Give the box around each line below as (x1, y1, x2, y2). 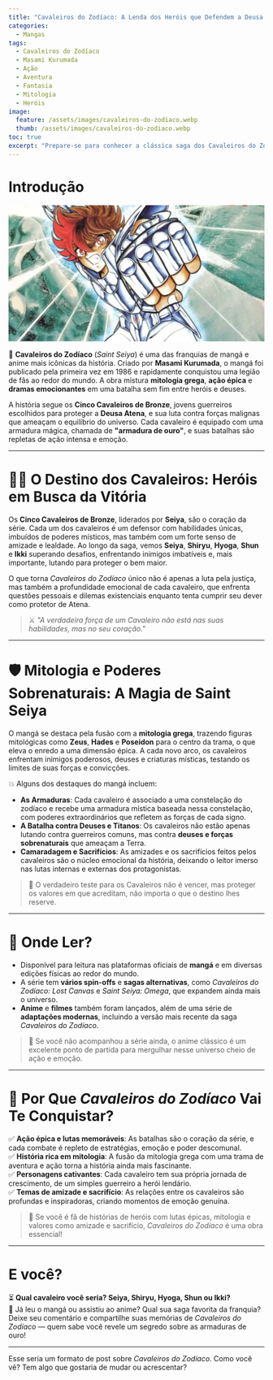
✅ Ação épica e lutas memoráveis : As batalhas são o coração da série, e (8, 1134, 254, 1143)
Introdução (8, 177, 84, 196)
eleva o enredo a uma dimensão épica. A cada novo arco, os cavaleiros (8, 745, 247, 755)
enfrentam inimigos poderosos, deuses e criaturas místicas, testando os (8, 754, 250, 764)
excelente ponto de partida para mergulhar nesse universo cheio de (28, 1044, 256, 1054)
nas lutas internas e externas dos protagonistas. (19, 864, 182, 874)
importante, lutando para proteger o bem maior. (8, 558, 168, 567)
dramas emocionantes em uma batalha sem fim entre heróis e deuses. (8, 384, 247, 393)
